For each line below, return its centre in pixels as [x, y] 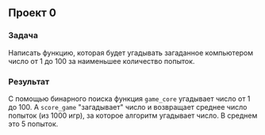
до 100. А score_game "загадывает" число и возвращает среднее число [128, 107]
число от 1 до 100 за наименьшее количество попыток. [102, 61]
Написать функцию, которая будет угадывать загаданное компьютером [131, 52]
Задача [23, 36]
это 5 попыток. [33, 124]
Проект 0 [33, 13]
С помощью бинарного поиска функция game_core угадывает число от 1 [129, 99]
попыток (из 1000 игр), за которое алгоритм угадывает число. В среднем [133, 115]
